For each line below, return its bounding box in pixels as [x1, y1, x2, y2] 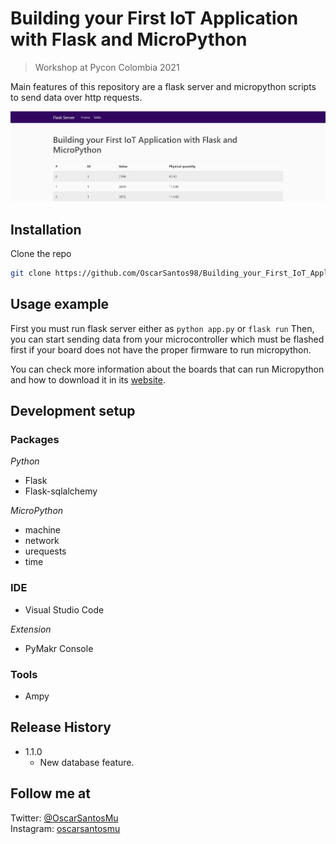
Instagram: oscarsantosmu [10, 822, 121, 834]
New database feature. [39, 756, 135, 768]
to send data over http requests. [10, 91, 143, 103]
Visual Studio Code [24, 603, 105, 616]
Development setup [10, 403, 136, 420]
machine [24, 524, 62, 536]
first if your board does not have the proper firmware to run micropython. [10, 343, 312, 356]
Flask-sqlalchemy [24, 485, 98, 497]
